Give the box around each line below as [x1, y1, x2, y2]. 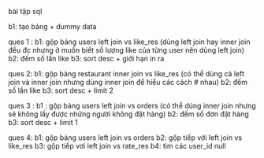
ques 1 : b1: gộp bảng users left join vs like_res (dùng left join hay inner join [8, 37, 251, 46]
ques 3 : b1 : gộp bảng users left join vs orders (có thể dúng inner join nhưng [8, 101, 256, 110]
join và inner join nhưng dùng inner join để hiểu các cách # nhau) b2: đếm [8, 78, 248, 86]
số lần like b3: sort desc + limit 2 [8, 86, 114, 95]
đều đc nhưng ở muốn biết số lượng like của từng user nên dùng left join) [8, 46, 245, 54]
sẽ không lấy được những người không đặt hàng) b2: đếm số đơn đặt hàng [8, 109, 250, 119]
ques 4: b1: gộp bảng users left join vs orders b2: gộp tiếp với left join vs [8, 133, 243, 142]
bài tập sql [8, 7, 43, 16]
